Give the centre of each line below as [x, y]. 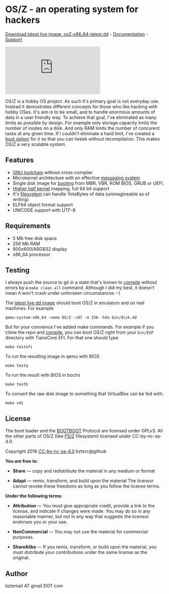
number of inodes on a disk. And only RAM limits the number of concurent [82, 128]
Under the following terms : [34, 496]
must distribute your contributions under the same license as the [80, 552]
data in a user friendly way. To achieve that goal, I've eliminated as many [81, 117]
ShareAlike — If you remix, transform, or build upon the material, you [85, 547]
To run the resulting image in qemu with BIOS [52, 357]
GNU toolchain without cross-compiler [53, 172]
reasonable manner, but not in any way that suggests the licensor [81, 517]
